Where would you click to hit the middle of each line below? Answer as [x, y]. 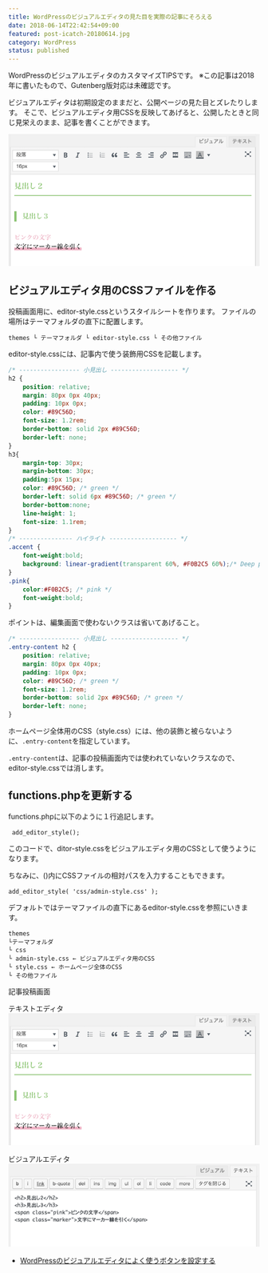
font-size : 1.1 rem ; [55, 522]
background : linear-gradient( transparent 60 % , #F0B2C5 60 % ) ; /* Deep [139, 564]
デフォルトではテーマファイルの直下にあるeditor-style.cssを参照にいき [125, 907]
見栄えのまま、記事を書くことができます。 [85, 122]
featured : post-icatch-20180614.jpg [69, 34]
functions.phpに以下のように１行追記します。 [83, 816]
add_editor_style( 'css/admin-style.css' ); [83, 891]
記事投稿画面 [29, 991]
